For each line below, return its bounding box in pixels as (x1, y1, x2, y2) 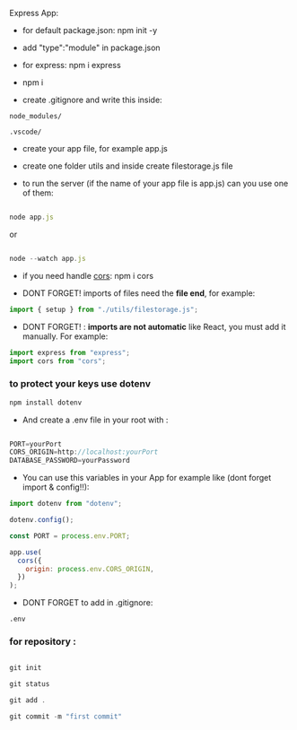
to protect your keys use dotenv (9, 378, 151, 390)
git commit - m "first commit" (9, 712, 123, 721)
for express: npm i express (22, 60, 121, 70)
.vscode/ (9, 127, 42, 136)
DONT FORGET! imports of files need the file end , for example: (22, 287, 256, 299)
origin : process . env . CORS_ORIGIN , (25, 564, 154, 573)
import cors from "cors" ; (9, 356, 106, 366)
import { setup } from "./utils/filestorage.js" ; (9, 305, 199, 314)
